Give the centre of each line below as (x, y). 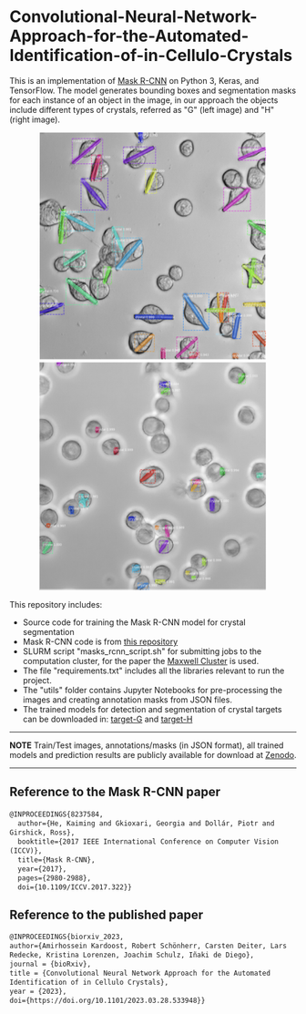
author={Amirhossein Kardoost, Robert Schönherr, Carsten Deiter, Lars (148, 946)
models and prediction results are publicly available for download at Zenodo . (153, 754)
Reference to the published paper (106, 915)
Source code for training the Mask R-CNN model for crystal (134, 622)
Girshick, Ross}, (42, 832)
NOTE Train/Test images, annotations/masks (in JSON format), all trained (147, 745)
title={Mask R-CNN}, (56, 860)
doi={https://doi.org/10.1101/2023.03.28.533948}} (107, 1001)
